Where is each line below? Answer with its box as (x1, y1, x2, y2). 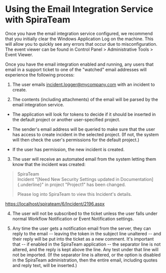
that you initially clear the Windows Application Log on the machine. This (5, 36, 154, 42)
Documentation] (120, 176, 154, 182)
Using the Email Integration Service (5, 3, 154, 15)
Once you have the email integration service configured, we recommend (5, 30, 153, 36)
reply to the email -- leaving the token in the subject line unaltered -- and (12, 230, 162, 237)
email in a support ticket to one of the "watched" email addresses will (5, 66, 147, 73)
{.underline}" (17, 182, 44, 187)
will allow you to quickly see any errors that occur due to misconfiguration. (5, 41, 158, 47)
